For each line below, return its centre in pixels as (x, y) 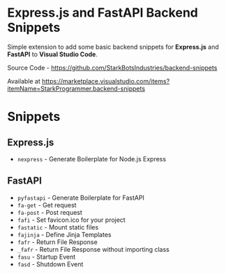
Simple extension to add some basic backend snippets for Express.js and (113, 47)
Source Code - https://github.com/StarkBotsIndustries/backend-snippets (112, 67)
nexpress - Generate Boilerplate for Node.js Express (91, 159)
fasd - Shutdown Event (50, 264)
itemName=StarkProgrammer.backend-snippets (76, 88)
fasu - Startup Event (46, 257)
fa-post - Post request (50, 212)
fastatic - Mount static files (58, 227)
